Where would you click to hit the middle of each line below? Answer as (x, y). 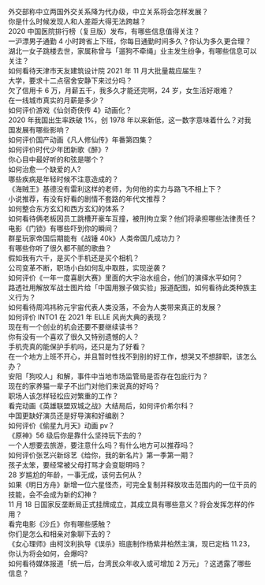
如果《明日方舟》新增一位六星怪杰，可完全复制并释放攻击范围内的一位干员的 (132, 484)
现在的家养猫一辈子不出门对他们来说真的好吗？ (84, 386)
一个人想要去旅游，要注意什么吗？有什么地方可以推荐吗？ (101, 445)
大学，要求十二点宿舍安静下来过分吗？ (70, 80)
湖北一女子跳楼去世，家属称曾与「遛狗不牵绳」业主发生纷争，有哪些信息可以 (132, 51)
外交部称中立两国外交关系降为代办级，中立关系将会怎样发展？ (108, 11)
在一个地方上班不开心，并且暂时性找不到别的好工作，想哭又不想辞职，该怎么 (132, 356)
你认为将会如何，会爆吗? (48, 553)
